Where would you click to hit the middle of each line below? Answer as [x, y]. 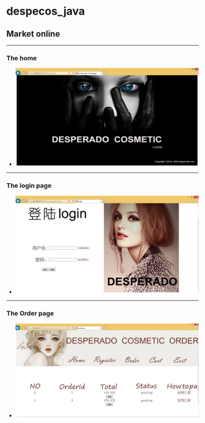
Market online [33, 34]
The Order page [30, 314]
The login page [29, 186]
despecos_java [46, 11]
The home [22, 58]
